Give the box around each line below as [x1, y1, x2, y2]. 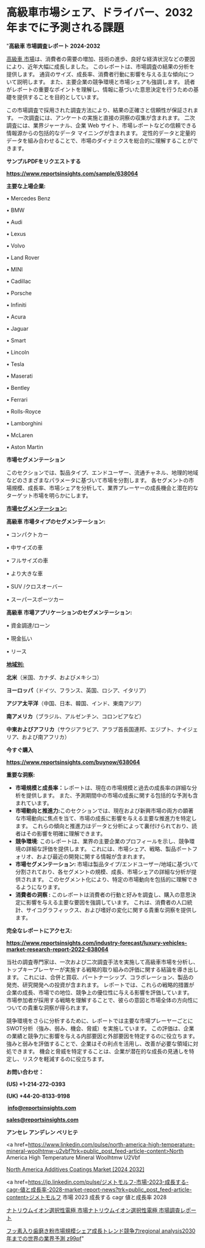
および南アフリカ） [21, 733, 70, 740]
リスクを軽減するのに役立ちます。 [22, 1055, 108, 1062]
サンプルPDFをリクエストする [6, 157, 81, 165]
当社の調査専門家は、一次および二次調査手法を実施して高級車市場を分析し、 [6, 958, 199, 966]
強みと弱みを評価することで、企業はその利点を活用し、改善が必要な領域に [6, 1040, 193, 1047]
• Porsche [6, 289, 32, 296]
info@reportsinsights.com [7, 1104, 76, 1111]
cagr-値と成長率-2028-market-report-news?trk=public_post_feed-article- [6, 1186, 192, 1193]
